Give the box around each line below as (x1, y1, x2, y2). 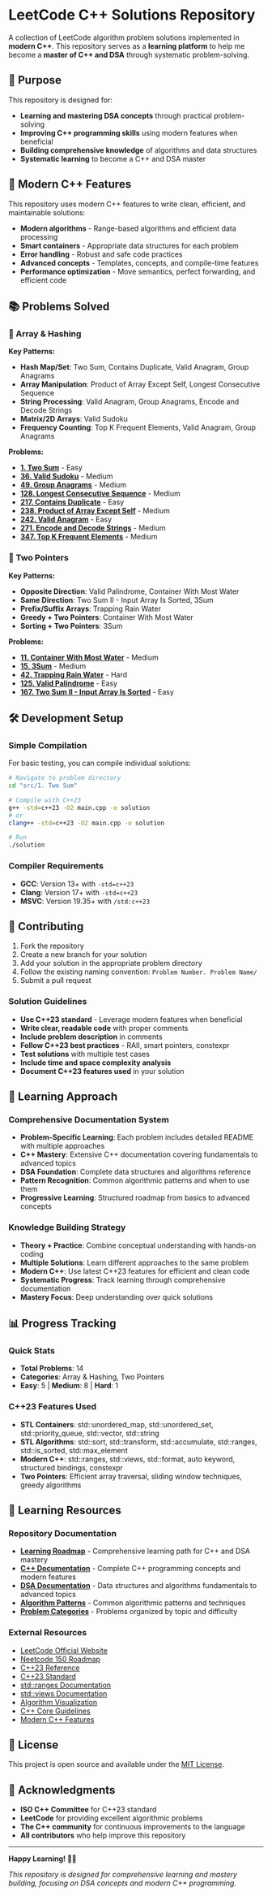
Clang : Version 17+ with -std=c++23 (19, 887, 138, 897)
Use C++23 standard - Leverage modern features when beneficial (19, 1014, 243, 1024)
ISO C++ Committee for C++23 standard (19, 1805, 157, 1815)
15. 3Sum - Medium (19, 660, 87, 671)
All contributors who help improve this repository (19, 1830, 186, 1841)
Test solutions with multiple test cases (19, 1049, 150, 1058)
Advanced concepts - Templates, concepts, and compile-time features (19, 258, 259, 267)
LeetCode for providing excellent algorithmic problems (19, 1813, 204, 1823)
